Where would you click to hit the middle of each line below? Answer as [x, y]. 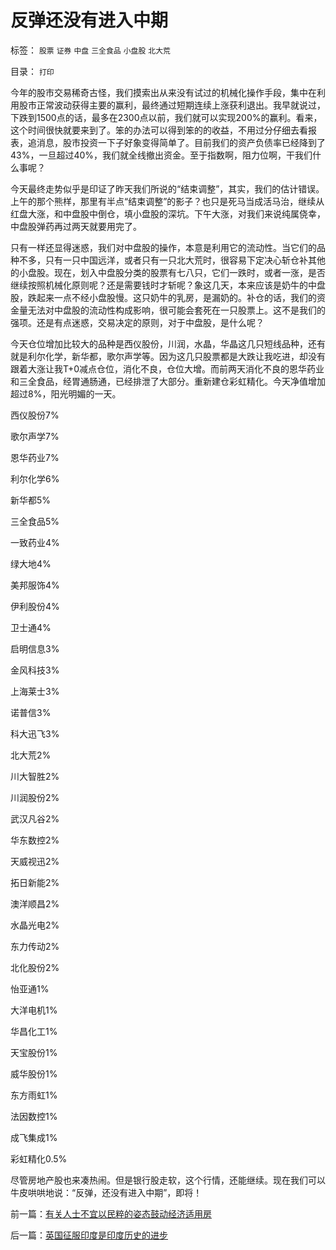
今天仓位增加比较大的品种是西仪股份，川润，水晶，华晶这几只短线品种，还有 [168, 343]
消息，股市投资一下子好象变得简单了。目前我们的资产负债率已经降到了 [181, 142]
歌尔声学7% [35, 436]
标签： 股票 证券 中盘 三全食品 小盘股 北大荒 [90, 50]
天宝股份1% [34, 1052]
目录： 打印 [32, 71]
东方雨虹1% [34, 1095]
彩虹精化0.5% [39, 1158]
